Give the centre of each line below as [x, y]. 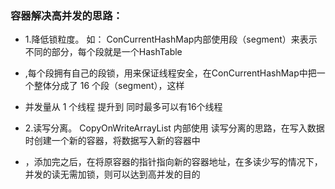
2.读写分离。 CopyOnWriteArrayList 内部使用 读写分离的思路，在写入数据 [174, 128]
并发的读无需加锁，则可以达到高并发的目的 [112, 174]
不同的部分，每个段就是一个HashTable [103, 52]
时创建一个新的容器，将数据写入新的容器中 [112, 141]
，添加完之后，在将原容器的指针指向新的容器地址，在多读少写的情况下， [173, 162]
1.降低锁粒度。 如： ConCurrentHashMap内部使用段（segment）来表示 [171, 39]
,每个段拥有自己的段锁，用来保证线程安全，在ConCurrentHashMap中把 [170, 73]
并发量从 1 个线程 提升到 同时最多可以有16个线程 [123, 107]
